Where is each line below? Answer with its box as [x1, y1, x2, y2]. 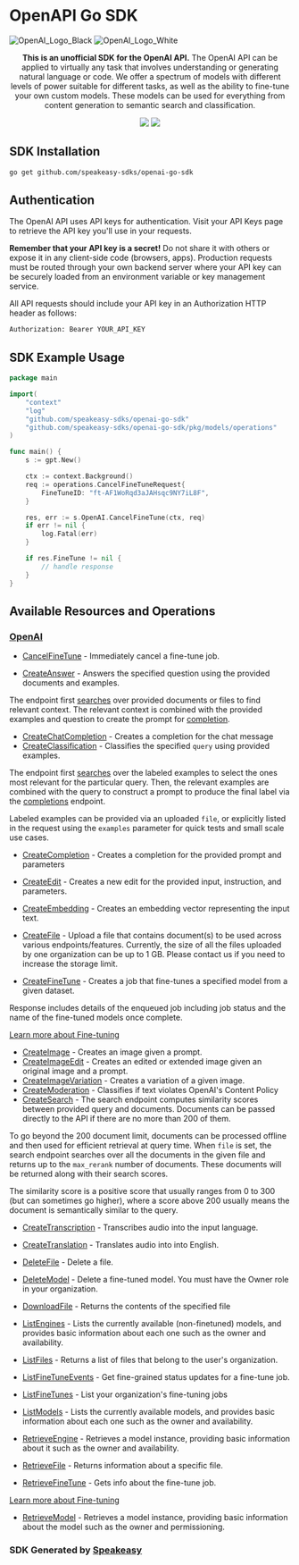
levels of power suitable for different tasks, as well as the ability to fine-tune [10, 80, 290, 91]
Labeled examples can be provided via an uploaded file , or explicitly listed [9, 813, 287, 824]
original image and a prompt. [21, 1065, 129, 1077]
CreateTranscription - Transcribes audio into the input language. [21, 1222, 259, 1233]
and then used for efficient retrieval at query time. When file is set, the [9, 1140, 272, 1151]
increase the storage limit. [21, 958, 119, 970]
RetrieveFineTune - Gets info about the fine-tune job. [21, 1477, 217, 1488]
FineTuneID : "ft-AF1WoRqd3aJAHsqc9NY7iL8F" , [41, 488, 210, 497]
